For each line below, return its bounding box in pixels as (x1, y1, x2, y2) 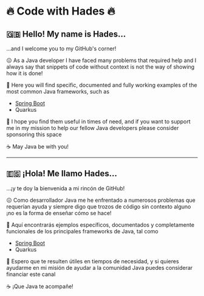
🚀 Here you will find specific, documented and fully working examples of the (6, 81, 197, 89)
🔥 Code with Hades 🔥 (6, 4, 115, 18)
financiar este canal (6, 270, 56, 278)
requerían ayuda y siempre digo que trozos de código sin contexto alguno (6, 202, 191, 210)
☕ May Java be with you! (6, 143, 69, 150)
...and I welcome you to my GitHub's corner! (6, 45, 117, 52)
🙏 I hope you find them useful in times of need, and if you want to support (6, 118, 191, 125)
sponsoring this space (6, 131, 62, 138)
